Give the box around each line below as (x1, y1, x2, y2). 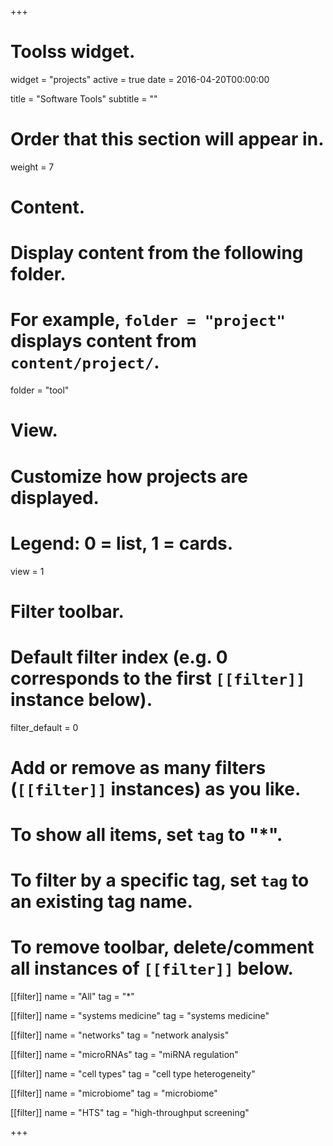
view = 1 (10, 565, 45, 577)
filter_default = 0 (10, 721, 79, 733)
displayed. (10, 486, 100, 509)
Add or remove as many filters (10, 756, 267, 779)
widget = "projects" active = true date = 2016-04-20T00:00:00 (10, 73, 270, 85)
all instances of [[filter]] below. (10, 957, 294, 980)
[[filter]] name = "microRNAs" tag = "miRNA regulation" (10, 1049, 239, 1061)
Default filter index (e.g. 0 (10, 646, 228, 668)
